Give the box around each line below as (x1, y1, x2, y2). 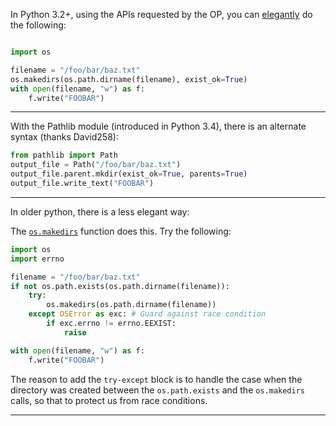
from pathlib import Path (10, 150, 118, 161)
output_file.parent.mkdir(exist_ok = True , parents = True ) (10, 169, 248, 179)
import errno (10, 254, 65, 264)
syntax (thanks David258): (10, 131, 119, 143)
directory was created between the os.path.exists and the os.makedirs (10, 384, 305, 396)
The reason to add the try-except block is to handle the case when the (10, 373, 303, 385)
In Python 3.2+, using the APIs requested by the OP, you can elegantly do (10, 9, 313, 20)
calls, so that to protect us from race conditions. (10, 394, 208, 406)
